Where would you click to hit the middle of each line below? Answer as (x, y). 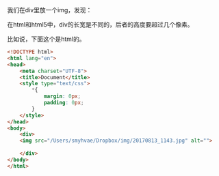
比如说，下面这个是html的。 (46, 39)
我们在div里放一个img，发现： (50, 10)
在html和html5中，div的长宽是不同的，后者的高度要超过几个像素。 (100, 25)
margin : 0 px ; (62, 97)
